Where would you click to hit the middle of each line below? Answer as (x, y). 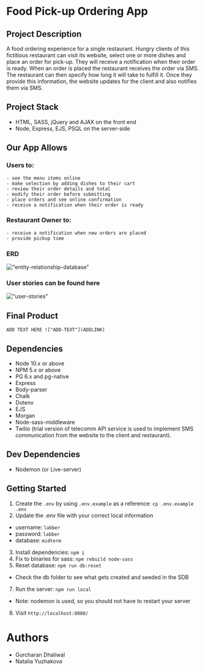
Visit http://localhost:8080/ (52, 613)
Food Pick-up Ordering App (77, 11)
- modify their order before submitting (59, 194)
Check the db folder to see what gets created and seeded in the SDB (102, 577)
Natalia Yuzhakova (39, 661)
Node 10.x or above (40, 364)
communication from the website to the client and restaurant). (93, 435)
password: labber (37, 534)
